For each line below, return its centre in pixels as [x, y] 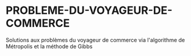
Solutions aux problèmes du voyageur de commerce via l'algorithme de [95, 40]
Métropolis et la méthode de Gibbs [49, 46]
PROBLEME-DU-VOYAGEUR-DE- [89, 11]
